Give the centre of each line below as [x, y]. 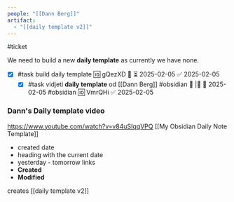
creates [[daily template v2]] [48, 191]
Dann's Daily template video [56, 111]
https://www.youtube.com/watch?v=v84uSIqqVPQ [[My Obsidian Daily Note [117, 126]
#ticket [17, 47]
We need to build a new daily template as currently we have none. [103, 60]
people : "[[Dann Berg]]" [43, 14]
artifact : [22, 20]
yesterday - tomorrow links [56, 162]
